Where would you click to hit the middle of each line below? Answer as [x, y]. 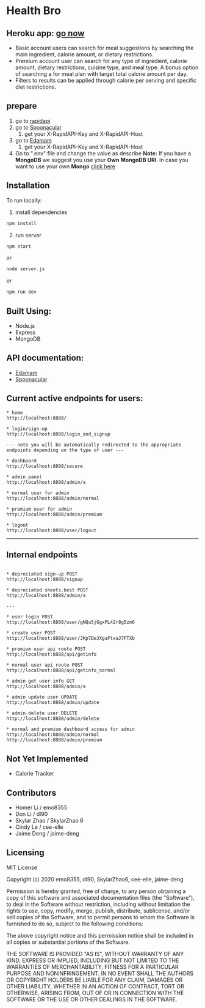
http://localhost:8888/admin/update [53, 703]
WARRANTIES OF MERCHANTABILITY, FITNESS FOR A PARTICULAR [92, 966]
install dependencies [41, 212]
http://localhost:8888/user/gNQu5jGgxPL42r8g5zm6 [71, 622]
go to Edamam [33, 140]
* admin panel [24, 477]
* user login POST [30, 617]
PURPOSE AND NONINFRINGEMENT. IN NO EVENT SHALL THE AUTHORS [100, 973]
